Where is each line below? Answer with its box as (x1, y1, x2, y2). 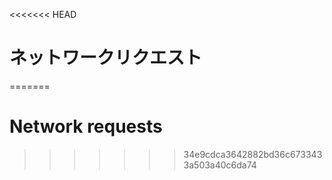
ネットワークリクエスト (9, 47, 203, 69)
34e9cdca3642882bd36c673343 (183, 148, 323, 160)
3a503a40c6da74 (183, 159, 257, 171)
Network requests (9, 115, 163, 138)
